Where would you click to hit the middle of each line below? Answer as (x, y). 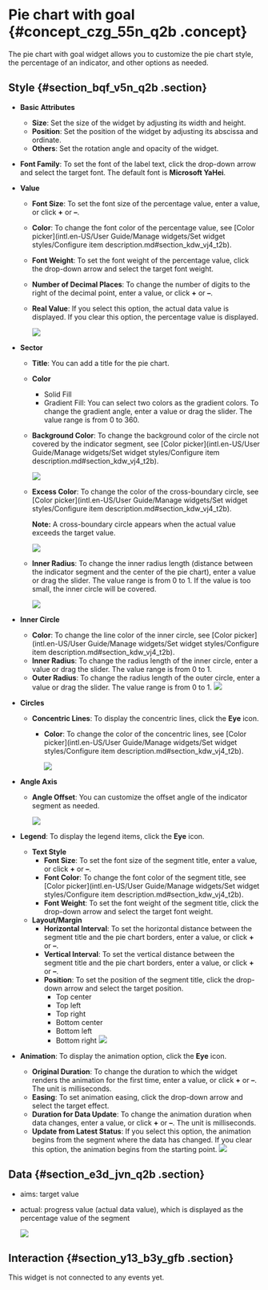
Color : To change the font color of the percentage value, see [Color (143, 227)
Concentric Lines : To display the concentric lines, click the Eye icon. (145, 718)
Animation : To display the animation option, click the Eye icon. (123, 1056)
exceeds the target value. (74, 532)
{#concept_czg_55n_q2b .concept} (128, 32)
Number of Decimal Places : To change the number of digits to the (141, 284)
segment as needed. (66, 805)
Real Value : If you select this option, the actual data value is (130, 308)
